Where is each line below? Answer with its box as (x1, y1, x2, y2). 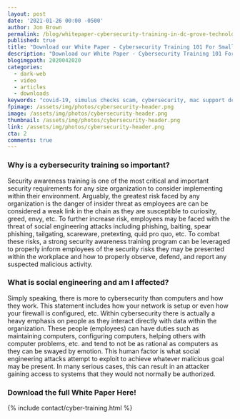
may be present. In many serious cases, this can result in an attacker (7, 362, 209, 370)
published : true (7, 37, 56, 44)
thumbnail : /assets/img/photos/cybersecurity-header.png (7, 116, 181, 123)
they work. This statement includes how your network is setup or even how (7, 301, 229, 310)
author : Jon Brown (7, 24, 62, 31)
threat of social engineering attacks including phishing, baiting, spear (7, 222, 211, 231)
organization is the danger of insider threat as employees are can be (7, 199, 209, 208)
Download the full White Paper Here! (7, 387, 137, 397)
